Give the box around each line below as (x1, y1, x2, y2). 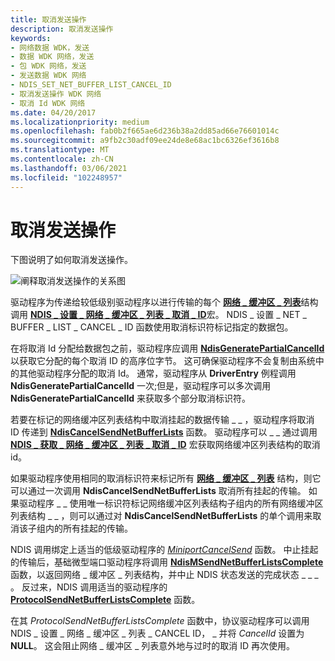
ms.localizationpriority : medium (10, 117, 150, 127)
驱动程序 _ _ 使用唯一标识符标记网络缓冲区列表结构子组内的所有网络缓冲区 (18, 497, 324, 510)
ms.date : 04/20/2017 (10, 107, 97, 118)
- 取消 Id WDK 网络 (10, 98, 86, 108)
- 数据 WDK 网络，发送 (10, 52, 95, 62)
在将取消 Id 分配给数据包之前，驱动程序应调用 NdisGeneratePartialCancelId (10, 342, 325, 355)
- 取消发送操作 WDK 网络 (10, 89, 102, 99)
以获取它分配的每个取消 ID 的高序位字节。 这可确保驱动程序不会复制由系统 (10, 355, 316, 367)
